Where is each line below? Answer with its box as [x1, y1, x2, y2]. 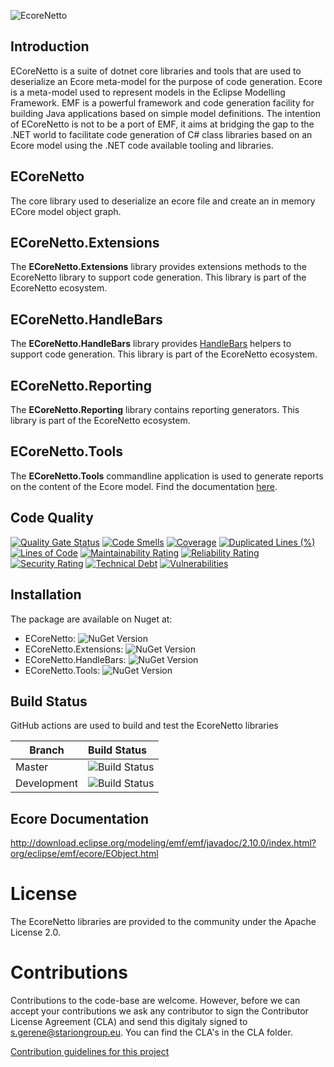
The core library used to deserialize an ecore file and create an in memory [10, 195, 316, 207]
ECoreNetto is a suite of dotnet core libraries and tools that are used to [10, 65, 302, 77]
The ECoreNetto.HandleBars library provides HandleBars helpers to [10, 338, 292, 350]
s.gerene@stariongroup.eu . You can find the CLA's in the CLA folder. [10, 1026, 293, 1038]
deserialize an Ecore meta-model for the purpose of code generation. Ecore [10, 75, 323, 87]
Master [15, 760, 49, 774]
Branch [29, 743, 65, 757]
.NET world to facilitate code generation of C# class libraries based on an [10, 128, 313, 140]
